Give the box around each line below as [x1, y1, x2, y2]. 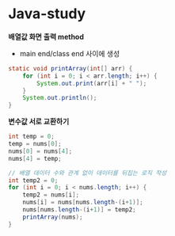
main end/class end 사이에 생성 [19, 48, 120, 58]
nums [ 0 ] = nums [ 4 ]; [8, 147, 73, 155]
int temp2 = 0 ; [8, 176, 59, 185]
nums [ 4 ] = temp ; [8, 154, 62, 162]
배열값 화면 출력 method [8, 32, 85, 41]
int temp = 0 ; [8, 132, 55, 141]
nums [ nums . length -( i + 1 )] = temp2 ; [22, 206, 136, 214]
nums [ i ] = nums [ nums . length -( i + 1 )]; [22, 199, 144, 207]
